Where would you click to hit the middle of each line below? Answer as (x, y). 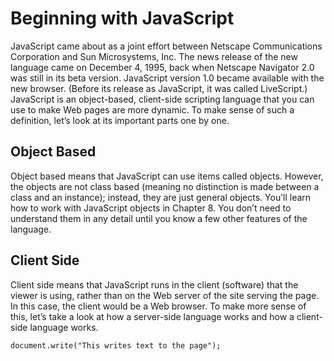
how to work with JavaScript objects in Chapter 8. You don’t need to (151, 208)
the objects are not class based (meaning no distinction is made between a (165, 186)
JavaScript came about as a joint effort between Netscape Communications (166, 46)
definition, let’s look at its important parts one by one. (120, 120)
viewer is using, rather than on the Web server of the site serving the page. (165, 295)
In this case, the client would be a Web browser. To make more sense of (158, 306)
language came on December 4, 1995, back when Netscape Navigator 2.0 (162, 67)
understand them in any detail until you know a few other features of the (159, 218)
